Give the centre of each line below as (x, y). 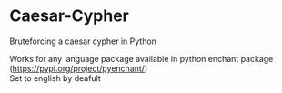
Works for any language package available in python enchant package (141, 58)
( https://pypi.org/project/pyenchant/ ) (79, 68)
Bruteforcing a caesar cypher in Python (83, 41)
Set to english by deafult (55, 77)
